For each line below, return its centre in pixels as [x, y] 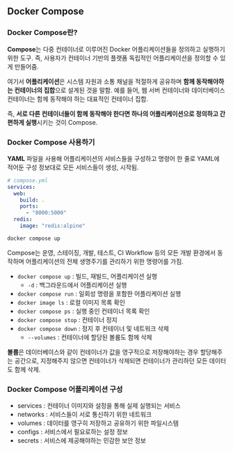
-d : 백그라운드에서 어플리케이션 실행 [77, 284]
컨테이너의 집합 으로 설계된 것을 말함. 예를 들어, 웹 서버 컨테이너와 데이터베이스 [120, 90]
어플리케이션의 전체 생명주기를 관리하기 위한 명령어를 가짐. [105, 261]
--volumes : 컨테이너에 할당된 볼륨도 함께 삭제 [90, 337]
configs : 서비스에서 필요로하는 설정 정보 [73, 432]
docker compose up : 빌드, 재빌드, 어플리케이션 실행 [87, 276]
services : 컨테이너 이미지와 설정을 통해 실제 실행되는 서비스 [99, 406]
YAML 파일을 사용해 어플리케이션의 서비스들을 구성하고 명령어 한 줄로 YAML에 [114, 158]
